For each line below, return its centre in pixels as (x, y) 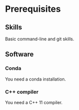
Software (19, 54)
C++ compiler (22, 92)
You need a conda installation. (36, 79)
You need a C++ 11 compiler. (34, 102)
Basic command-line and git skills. (40, 39)
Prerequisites (33, 9)
